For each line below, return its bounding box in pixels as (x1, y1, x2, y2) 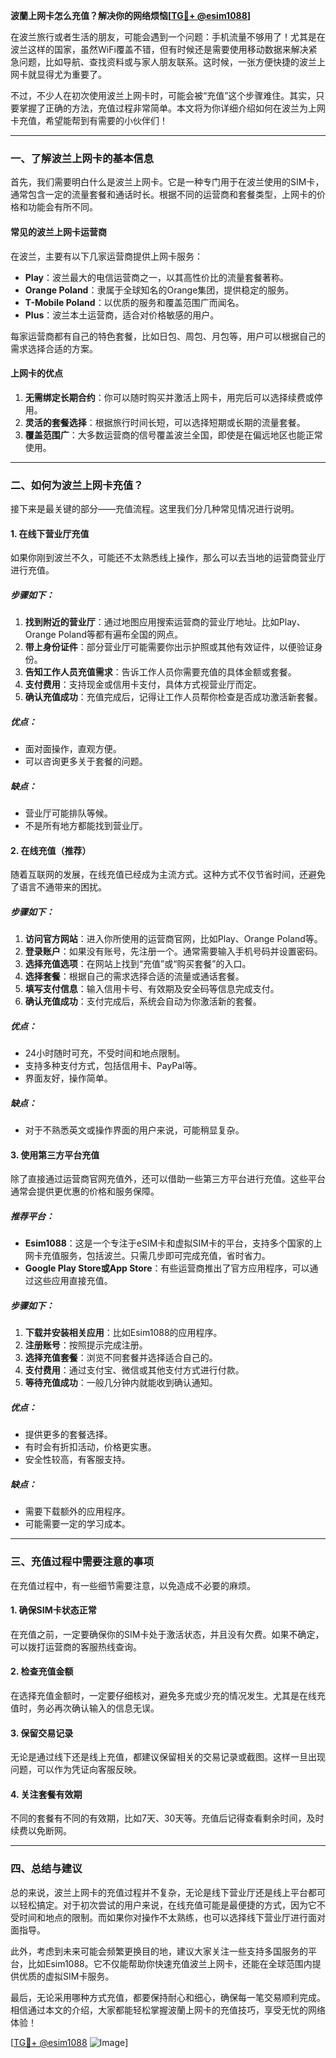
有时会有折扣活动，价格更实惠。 (24, 1441, 157, 1453)
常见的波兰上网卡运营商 (10, 225, 107, 238)
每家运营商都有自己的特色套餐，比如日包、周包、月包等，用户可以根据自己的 (10, 330, 326, 342)
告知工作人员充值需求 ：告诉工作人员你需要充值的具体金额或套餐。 (24, 666, 297, 678)
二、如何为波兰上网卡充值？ (10, 478, 144, 492)
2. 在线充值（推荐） (10, 844, 92, 856)
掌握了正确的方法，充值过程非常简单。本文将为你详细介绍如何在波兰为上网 (18, 102, 326, 114)
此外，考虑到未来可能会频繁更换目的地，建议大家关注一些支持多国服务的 (10, 1945, 308, 1957)
